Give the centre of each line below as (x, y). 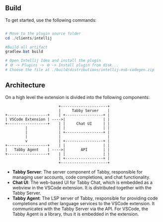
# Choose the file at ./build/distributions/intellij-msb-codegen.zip (80, 70)
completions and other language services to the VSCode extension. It (83, 203)
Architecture (25, 85)
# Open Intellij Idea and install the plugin (53, 61)
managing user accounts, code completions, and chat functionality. (81, 177)
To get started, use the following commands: (51, 20)
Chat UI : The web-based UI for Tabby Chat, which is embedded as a (82, 182)
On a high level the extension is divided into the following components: (78, 97)
